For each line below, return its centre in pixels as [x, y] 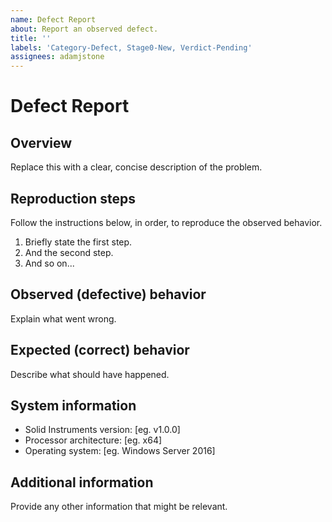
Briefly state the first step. [78, 242]
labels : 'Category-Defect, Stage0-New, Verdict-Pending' [131, 47]
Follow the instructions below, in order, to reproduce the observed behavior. [166, 222]
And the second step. [69, 252]
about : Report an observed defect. [84, 29]
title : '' [31, 38]
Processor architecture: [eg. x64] [93, 440]
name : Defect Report [53, 19]
